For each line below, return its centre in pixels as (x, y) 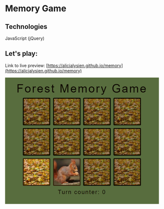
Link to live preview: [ (26, 65)
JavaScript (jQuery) (25, 38)
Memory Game (36, 9)
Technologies (26, 27)
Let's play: (21, 54)
